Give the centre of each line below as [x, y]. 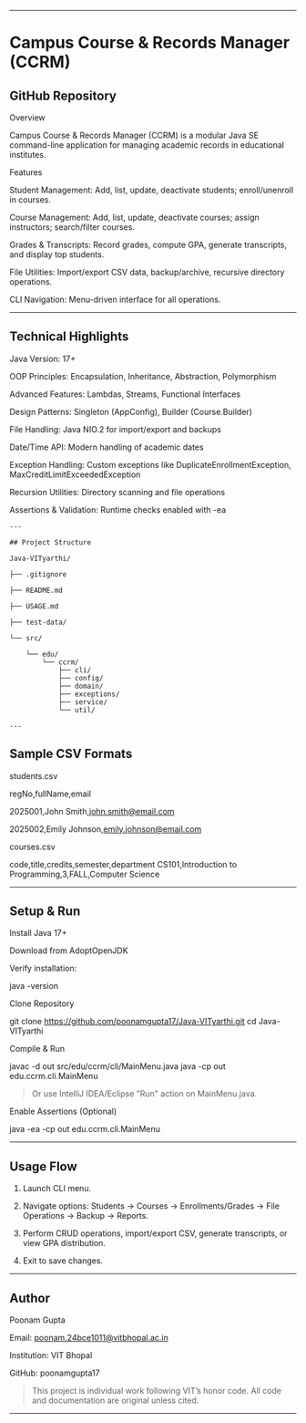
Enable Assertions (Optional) [63, 1111]
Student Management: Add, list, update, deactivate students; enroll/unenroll [152, 190]
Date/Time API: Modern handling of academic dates [107, 447]
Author [30, 1298]
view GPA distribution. [64, 1243]
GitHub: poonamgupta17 [55, 1373]
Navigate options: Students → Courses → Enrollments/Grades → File [151, 1206]
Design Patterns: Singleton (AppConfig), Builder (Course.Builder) [131, 411]
